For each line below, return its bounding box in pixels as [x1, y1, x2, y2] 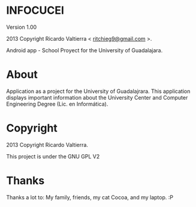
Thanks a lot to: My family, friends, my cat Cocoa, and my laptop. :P [6, 193, 174, 201]
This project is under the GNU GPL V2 [6, 152, 100, 160]
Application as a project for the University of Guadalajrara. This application [6, 88, 191, 95]
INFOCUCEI [6, 4, 64, 17]
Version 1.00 [6, 23, 37, 31]
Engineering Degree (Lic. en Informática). [6, 100, 108, 107]
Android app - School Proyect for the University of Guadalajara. [6, 46, 163, 54]
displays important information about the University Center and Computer [6, 94, 188, 101]
